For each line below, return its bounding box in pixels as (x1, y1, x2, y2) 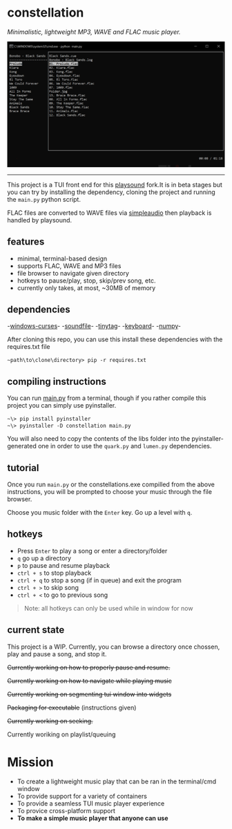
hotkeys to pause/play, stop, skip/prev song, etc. (17, 276, 156, 285)
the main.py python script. (7, 195, 81, 203)
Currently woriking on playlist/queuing (7, 730, 116, 739)
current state (7, 624, 65, 636)
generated (7, 442, 37, 450)
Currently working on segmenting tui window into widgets (7, 689, 172, 698)
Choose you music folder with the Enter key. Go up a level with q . (7, 508, 193, 517)
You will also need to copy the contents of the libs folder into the (7, 435, 191, 443)
